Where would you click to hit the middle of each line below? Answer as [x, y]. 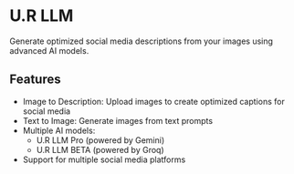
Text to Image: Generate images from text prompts [117, 120]
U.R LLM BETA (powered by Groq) [100, 149]
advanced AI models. [49, 50]
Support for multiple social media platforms [104, 159]
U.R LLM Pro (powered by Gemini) [100, 140]
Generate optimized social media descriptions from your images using [142, 41]
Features [35, 80]
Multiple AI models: [59, 130]
